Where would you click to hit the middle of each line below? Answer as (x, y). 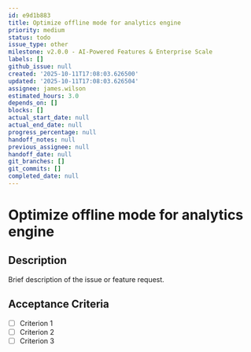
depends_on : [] (33, 103)
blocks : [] (26, 111)
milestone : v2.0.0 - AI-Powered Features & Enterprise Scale (111, 52)
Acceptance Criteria (59, 304)
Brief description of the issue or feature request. (87, 279)
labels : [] (26, 60)
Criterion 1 (36, 323)
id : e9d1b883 (30, 15)
